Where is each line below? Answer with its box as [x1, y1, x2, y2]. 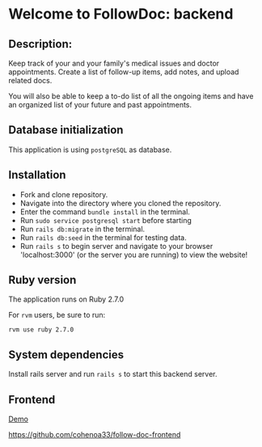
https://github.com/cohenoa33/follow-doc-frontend [8, 430, 181, 440]
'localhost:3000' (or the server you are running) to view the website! [19, 250, 248, 259]
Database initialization [8, 123, 124, 137]
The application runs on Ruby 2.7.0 [8, 294, 124, 304]
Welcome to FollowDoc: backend [8, 5, 234, 23]
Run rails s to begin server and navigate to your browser [19, 241, 213, 251]
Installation [8, 168, 66, 182]
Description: [8, 37, 73, 51]
